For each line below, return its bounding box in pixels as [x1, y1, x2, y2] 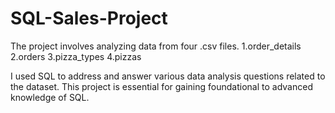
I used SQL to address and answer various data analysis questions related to [10, 70, 326, 82]
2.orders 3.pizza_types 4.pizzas [10, 50, 142, 62]
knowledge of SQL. [10, 91, 90, 103]
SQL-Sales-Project [10, 7, 168, 30]
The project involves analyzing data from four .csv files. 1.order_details [10, 40, 302, 52]
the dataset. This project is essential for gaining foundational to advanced [10, 80, 313, 92]
